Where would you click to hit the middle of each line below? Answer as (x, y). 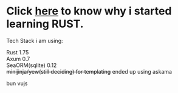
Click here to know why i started (89, 11)
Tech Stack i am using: (35, 40)
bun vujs (17, 83)
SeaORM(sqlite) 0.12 (32, 65)
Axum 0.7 (18, 59)
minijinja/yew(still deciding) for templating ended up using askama (89, 71)
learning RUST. (45, 24)
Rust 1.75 (18, 52)
